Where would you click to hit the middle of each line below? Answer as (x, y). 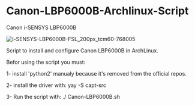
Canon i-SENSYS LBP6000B (41, 27)
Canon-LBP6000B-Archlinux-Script (97, 11)
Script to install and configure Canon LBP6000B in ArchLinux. (82, 50)
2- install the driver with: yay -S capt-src (56, 85)
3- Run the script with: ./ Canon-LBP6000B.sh (63, 96)
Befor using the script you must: (46, 62)
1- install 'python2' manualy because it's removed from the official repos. (97, 73)
